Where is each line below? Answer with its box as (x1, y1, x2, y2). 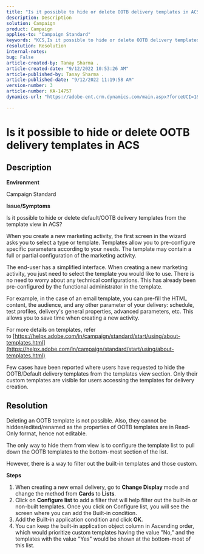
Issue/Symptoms (6, 202, 50, 209)
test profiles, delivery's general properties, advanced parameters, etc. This (6, 307, 194, 315)
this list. (15, 541, 35, 549)
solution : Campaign (6, 20, 56, 26)
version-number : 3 (6, 83, 53, 89)
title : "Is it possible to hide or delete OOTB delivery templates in (6, 9, 189, 15)
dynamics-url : (6, 94, 42, 100)
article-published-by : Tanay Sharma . (6, 71, 104, 77)
